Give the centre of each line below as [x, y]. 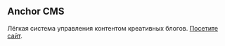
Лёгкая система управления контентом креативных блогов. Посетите [113, 28]
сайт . [15, 36]
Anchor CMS [36, 11]
